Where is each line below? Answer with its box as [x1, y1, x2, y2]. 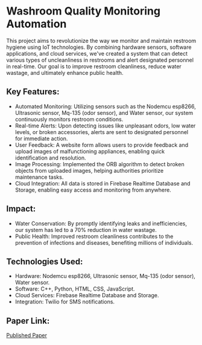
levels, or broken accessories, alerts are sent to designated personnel [14, 128, 189, 135]
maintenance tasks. [14, 173, 64, 181]
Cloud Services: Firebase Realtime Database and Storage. [14, 292, 159, 299]
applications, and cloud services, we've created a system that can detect [6, 50, 188, 57]
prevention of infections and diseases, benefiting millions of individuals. [14, 239, 194, 246]
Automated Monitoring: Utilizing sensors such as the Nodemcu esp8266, [14, 103, 196, 110]
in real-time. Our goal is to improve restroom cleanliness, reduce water [6, 62, 182, 70]
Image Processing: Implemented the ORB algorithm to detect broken [14, 160, 185, 167]
